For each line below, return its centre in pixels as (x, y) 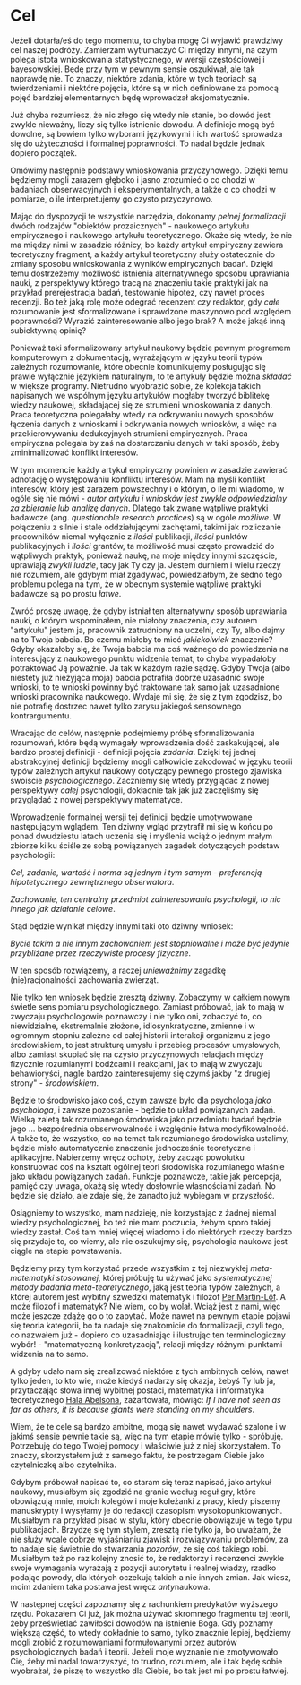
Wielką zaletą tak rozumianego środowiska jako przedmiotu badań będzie (146, 1119)
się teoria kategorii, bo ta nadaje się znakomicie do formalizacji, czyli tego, (147, 1325)
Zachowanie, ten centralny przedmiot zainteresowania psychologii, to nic (146, 899)
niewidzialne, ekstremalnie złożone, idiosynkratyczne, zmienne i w (133, 1026)
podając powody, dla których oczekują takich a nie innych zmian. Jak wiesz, (151, 1577)
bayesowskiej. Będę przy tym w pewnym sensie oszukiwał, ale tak (133, 69)
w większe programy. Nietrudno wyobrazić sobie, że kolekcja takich (135, 385)
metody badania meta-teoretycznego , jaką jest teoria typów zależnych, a (146, 1287)
